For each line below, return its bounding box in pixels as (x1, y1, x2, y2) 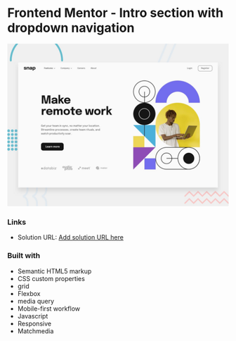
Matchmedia (17, 326, 54, 335)
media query (17, 297, 55, 305)
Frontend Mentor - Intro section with (7, 5, 223, 21)
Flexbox (17, 289, 41, 297)
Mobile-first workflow (17, 304, 81, 313)
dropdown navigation (7, 20, 135, 36)
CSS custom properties (17, 274, 86, 283)
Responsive (17, 319, 51, 328)
